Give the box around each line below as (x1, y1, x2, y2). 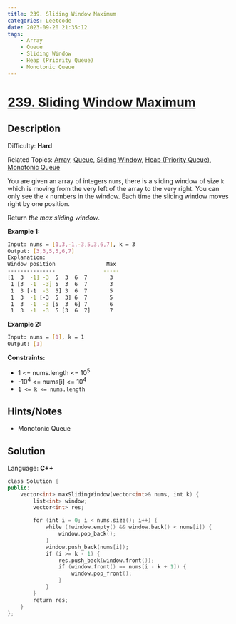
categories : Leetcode (7, 17, 72, 24)
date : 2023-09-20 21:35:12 (7, 24, 88, 31)
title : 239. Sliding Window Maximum (7, 10, 116, 18)
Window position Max (7, 261, 116, 268)
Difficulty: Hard (7, 141, 53, 150)
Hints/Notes (7, 405, 63, 417)
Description (7, 123, 61, 135)
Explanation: (7, 254, 46, 261)
